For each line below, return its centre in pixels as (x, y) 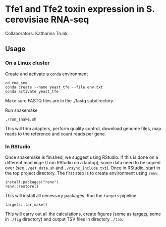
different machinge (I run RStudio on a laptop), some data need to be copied (83, 162)
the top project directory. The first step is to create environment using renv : (82, 173)
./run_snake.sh (21, 119)
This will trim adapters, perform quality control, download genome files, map (83, 128)
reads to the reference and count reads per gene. (55, 134)
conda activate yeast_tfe (32, 91)
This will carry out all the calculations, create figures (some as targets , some (83, 214)
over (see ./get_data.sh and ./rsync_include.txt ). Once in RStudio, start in (83, 168)
